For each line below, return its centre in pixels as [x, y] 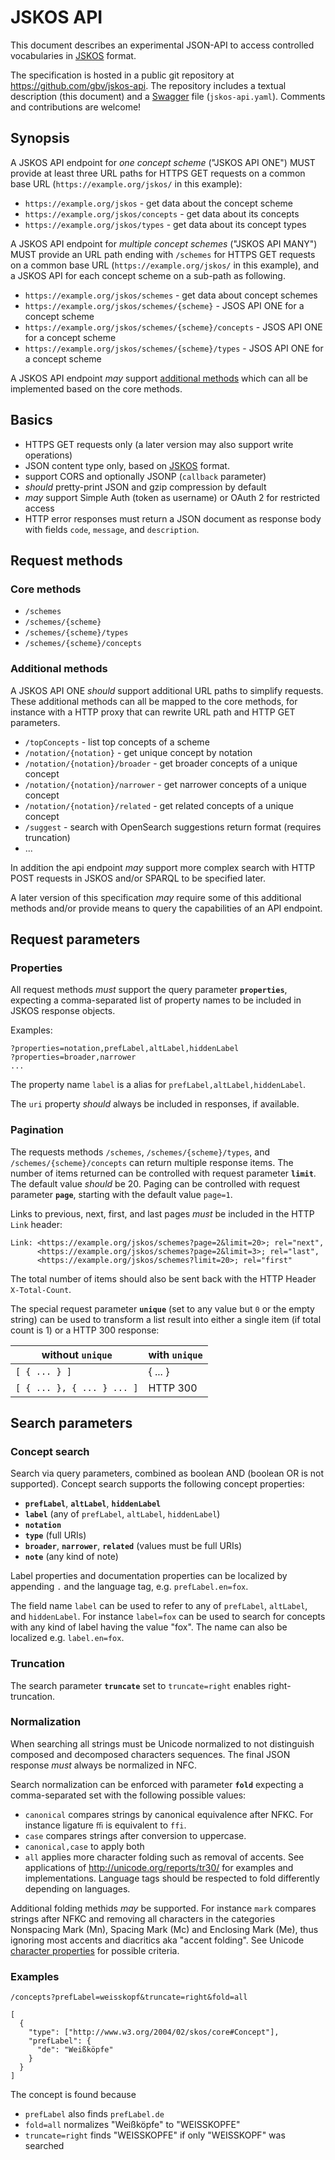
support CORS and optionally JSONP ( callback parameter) [145, 476]
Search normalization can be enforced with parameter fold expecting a [157, 1784]
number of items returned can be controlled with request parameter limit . [163, 1173]
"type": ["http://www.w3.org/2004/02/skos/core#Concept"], [154, 2032]
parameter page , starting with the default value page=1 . [121, 1194]
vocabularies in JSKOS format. [73, 55]
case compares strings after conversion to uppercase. [135, 1835]
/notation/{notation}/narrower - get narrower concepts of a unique [165, 784]
